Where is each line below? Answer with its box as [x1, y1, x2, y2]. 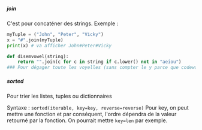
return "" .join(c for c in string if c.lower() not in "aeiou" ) [17, 59, 182, 65]
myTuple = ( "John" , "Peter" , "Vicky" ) [7, 31, 104, 37]
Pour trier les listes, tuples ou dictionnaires [7, 93, 113, 100]
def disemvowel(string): [7, 53, 69, 59]
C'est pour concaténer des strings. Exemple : [7, 20, 119, 27]
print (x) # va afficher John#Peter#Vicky [7, 43, 112, 49]
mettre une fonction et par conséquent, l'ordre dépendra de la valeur [7, 111, 177, 118]
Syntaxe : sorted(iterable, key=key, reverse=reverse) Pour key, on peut [7, 104, 189, 111]
